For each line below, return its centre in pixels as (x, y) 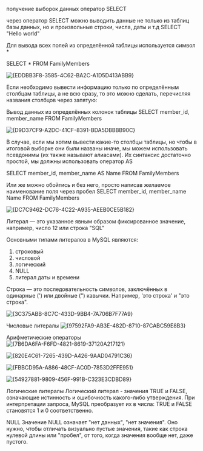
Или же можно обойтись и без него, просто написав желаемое (88, 185)
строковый (29, 251)
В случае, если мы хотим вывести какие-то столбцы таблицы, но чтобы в (101, 142)
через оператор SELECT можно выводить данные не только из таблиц (98, 20)
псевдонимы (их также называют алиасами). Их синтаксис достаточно (99, 155)
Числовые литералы (33, 326)
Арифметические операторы (44, 337)
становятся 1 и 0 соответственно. (50, 411)
